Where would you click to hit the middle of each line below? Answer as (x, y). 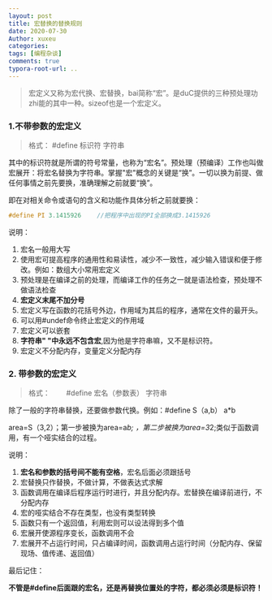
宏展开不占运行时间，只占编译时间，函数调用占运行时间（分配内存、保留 (141, 543)
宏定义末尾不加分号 (52, 300)
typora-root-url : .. (43, 69)
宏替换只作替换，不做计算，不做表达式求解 (91, 482)
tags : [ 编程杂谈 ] (35, 54)
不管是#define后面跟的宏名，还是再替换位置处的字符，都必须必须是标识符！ (136, 588)
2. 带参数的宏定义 (43, 373)
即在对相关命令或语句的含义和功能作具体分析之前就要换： (104, 201)
